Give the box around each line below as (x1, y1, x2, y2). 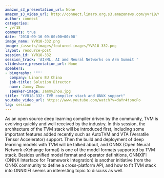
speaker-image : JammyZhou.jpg (9, 89, 71, 94)
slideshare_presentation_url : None (5, 61, 78, 66)
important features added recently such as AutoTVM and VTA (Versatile (5, 131, 149, 137)
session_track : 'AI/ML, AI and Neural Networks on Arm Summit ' (5, 57, 139, 62)
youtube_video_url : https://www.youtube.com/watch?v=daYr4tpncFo (5, 98, 141, 103)
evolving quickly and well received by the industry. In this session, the (5, 121, 145, 127)
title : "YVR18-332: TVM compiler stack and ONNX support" (5, 93, 125, 98)
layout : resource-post (5, 48, 51, 53)
